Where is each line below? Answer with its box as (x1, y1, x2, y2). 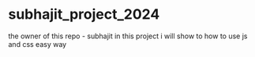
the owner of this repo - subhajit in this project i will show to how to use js (8, 31, 248, 41)
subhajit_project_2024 (8, 5, 160, 23)
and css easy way (8, 39, 67, 48)
